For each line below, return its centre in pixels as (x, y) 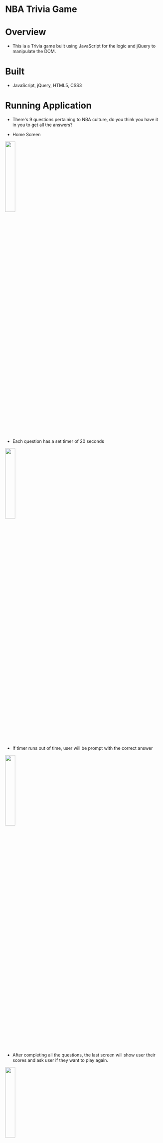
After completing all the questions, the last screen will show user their (84, 1055)
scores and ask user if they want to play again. (60, 1060)
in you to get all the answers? (42, 125)
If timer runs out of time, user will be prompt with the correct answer (82, 748)
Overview (26, 32)
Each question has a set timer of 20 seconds (58, 441)
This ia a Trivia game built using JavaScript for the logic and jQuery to (84, 46)
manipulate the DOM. (34, 52)
